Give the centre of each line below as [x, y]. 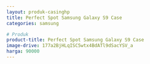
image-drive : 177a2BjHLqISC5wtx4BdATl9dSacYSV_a [70, 46]
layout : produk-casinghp [38, 12]
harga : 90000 [23, 52]
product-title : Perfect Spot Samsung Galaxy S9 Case [75, 40]
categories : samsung [33, 23]
